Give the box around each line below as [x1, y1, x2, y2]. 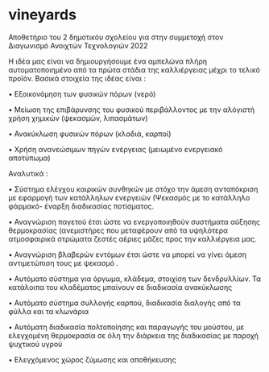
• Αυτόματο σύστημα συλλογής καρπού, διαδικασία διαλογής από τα [8, 298, 241, 308]
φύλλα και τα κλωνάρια [8, 306, 89, 316]
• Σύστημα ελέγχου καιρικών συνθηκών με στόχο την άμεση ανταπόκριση [8, 184, 259, 194]
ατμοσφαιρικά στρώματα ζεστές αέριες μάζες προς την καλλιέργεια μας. [8, 234, 258, 243]
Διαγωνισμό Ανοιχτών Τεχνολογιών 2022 [8, 40, 148, 50]
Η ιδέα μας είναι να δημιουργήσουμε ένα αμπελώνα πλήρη [8, 56, 208, 66]
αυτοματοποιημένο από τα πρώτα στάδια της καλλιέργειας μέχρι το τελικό [8, 64, 260, 74]
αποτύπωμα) [8, 153, 51, 163]
